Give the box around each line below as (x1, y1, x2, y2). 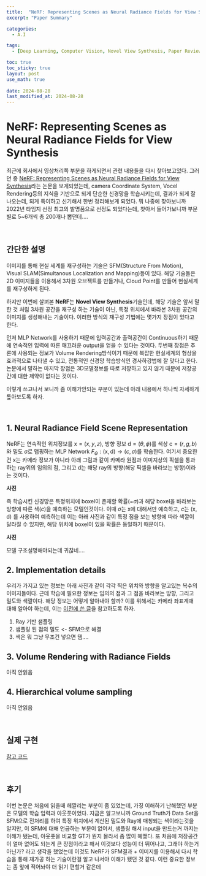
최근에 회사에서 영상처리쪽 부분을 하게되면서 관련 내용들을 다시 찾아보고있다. (6, 167, 188, 175)
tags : (6, 42, 20, 49)
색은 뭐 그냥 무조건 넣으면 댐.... (15, 633, 89, 641)
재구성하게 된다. (12, 284, 51, 292)
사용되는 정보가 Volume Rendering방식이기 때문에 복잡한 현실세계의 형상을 (17, 349, 197, 356)
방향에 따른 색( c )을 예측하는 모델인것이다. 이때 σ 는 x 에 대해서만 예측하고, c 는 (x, (6, 505, 197, 512)
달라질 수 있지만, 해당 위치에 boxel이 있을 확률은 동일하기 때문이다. (6, 520, 166, 528)
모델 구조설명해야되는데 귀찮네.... (6, 547, 85, 554)
